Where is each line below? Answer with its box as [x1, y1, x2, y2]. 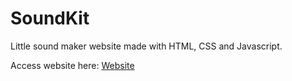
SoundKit [10, 7, 90, 30]
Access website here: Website [10, 59, 135, 71]
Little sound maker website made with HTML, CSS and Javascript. [10, 40, 283, 52]
